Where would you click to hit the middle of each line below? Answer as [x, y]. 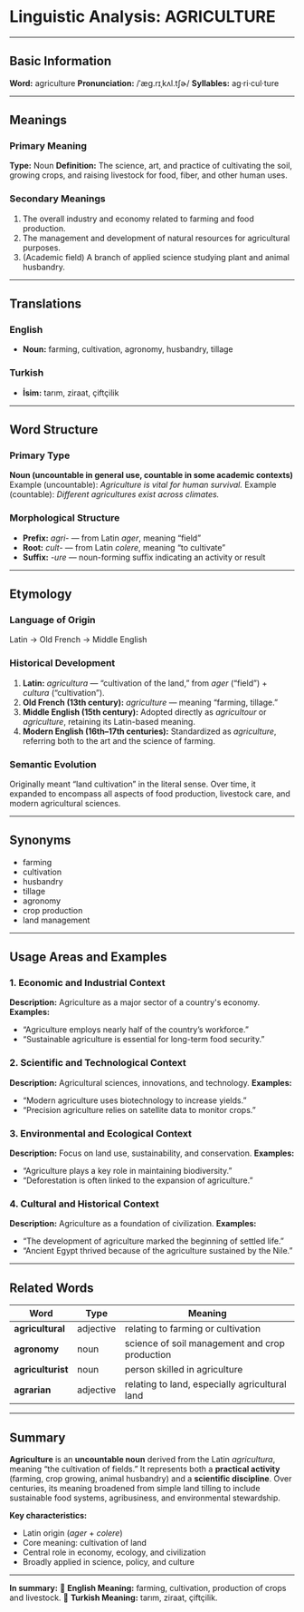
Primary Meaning [48, 146]
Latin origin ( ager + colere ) [72, 1533]
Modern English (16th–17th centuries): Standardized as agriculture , [149, 731]
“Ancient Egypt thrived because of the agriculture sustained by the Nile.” [157, 1251]
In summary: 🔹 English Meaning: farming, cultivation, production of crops [148, 1588]
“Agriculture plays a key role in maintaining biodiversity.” [127, 1171]
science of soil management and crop [205, 1343]
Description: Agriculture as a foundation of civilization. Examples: [133, 1224]
